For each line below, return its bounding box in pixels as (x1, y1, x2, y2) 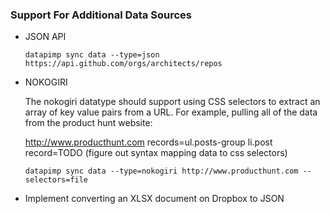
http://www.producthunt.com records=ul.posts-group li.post (24, 136, 273, 148)
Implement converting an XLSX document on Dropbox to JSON (24, 193, 285, 205)
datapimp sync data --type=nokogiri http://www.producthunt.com (24, 166, 299, 177)
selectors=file (24, 175, 89, 185)
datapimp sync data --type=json (24, 50, 160, 60)
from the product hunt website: (24, 117, 153, 129)
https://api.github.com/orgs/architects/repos (24, 59, 223, 69)
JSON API (24, 31, 67, 43)
